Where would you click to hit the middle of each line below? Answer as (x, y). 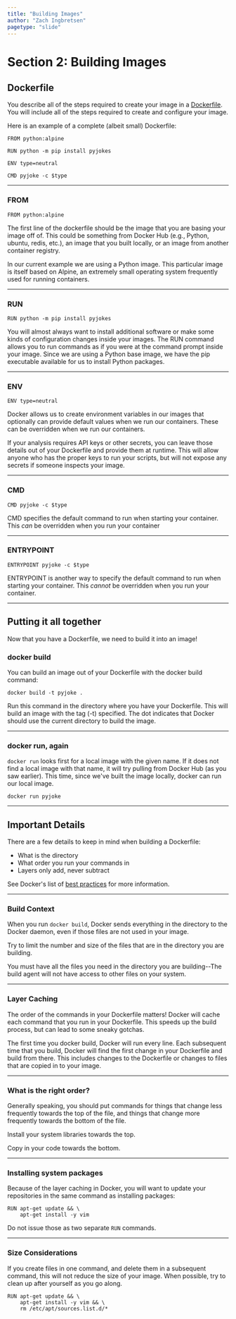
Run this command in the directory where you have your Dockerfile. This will (118, 705)
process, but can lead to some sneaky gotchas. (76, 1029)
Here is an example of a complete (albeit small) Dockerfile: (92, 126)
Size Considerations (42, 1253)
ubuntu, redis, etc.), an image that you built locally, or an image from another (118, 243)
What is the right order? (48, 1090)
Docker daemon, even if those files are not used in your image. (98, 932)
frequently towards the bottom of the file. (67, 1120)
